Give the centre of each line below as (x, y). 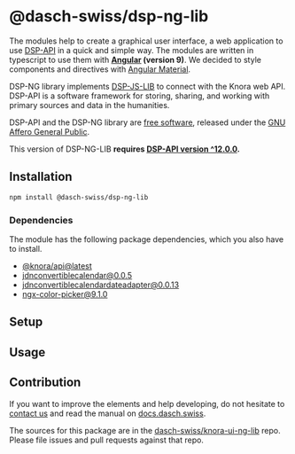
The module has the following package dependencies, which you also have (147, 239)
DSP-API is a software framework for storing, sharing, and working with (140, 96)
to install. (26, 248)
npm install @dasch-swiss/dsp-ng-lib (79, 197)
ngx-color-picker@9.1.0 (65, 294)
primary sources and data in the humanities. (89, 105)
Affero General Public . (50, 131)
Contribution (45, 383)
